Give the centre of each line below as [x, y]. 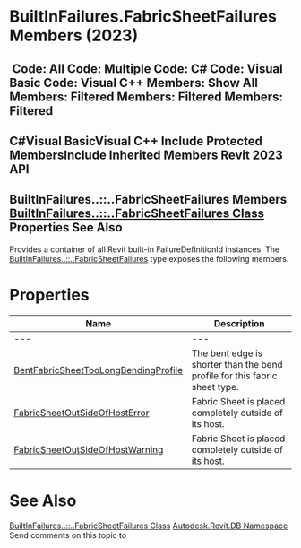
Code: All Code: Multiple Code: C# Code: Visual [148, 69]
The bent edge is [227, 353]
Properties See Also [66, 227]
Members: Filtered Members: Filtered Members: [146, 96]
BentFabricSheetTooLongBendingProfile [99, 370]
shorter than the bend [237, 364]
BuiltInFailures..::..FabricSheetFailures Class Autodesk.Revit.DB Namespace [149, 526]
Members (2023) [74, 35]
